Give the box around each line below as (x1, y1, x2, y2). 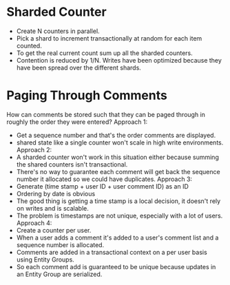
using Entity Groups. (16, 255, 75, 264)
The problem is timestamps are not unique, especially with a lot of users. (16, 211, 223, 220)
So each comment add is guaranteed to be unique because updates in (16, 262, 216, 271)
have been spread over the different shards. (16, 63, 142, 72)
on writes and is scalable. (16, 204, 89, 212)
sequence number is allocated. (16, 240, 105, 249)
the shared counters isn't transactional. (16, 160, 128, 169)
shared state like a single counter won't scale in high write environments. (16, 138, 224, 147)
